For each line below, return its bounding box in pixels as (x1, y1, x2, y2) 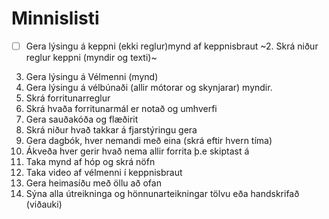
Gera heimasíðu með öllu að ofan (25, 177, 162, 189)
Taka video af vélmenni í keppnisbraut (25, 167, 183, 178)
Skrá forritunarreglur (25, 92, 111, 104)
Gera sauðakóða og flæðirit (25, 113, 139, 125)
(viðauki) (25, 198, 63, 210)
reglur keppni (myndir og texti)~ (25, 52, 158, 63)
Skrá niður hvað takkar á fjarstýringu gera (25, 124, 198, 136)
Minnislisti (11, 7, 100, 30)
